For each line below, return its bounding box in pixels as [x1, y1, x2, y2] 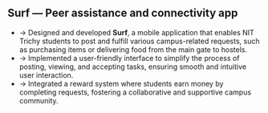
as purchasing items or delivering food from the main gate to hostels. [18, 44, 248, 54]
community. [18, 95, 59, 105]
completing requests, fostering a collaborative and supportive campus [18, 87, 252, 97]
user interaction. [18, 70, 74, 79]
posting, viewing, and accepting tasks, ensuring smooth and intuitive [18, 62, 246, 71]
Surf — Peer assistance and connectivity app [7, 6, 238, 20]
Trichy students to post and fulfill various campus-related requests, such [18, 36, 260, 46]
